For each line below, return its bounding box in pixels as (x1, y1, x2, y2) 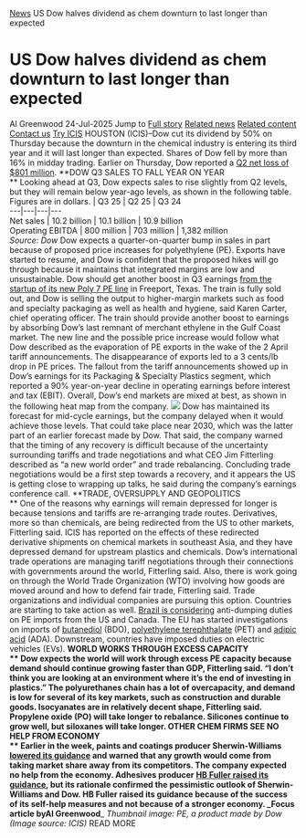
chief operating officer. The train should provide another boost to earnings (9, 312, 290, 323)
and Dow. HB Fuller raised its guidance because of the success (44, 789, 288, 800)
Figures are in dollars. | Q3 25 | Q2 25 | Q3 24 (9, 195, 182, 206)
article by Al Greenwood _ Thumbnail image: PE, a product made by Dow (9, 808, 283, 819)
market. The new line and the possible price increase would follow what (9, 331, 280, 342)
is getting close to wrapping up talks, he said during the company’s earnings (9, 478, 297, 489)
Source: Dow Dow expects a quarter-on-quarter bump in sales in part (9, 235, 271, 246)
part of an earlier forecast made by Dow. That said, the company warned (9, 429, 283, 441)
